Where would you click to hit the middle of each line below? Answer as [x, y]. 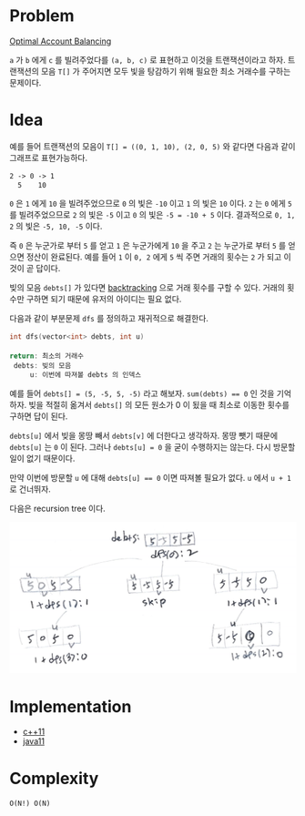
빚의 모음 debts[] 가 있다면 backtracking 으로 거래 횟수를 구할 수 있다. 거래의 [147, 287]
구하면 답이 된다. [39, 416]
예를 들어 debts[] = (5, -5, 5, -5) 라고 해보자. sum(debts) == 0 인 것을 [142, 393]
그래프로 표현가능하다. [49, 158]
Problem [42, 16]
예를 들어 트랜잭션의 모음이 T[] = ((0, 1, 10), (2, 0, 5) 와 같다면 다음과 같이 [152, 146]
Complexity [54, 778]
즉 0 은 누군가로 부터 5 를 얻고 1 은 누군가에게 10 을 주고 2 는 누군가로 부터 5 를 [148, 245]
